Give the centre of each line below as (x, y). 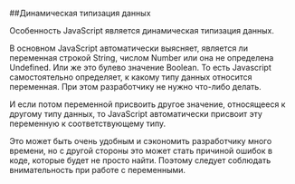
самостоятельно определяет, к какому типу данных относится (131, 77)
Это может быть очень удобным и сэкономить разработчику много (141, 141)
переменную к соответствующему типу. (88, 123)
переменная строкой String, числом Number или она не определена (142, 58)
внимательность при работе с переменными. (98, 170)
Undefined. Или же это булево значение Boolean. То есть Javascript (140, 68)
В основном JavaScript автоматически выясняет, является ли (129, 48)
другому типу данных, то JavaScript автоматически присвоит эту (136, 114)
